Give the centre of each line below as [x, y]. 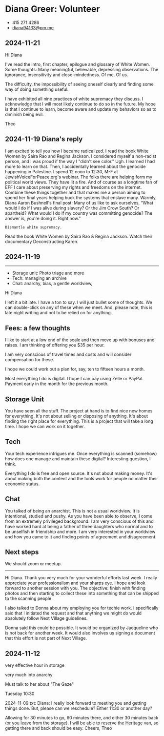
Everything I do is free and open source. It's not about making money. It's [79, 473]
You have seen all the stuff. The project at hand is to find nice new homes [79, 411]
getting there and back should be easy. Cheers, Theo [59, 728]
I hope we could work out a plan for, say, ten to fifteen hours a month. [75, 369]
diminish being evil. [24, 114]
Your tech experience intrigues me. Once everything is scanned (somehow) [81, 453]
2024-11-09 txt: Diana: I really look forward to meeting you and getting [76, 703]
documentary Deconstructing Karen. [42, 241]
